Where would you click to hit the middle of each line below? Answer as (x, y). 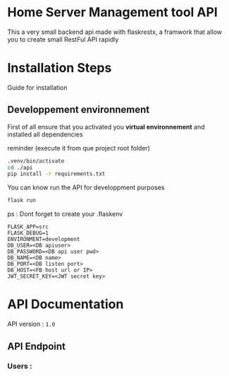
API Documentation (66, 304)
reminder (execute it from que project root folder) (79, 148)
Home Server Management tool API (113, 12)
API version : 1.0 (31, 324)
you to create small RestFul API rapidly (63, 39)
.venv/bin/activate (36, 161)
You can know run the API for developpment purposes (86, 187)
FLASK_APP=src (28, 227)
